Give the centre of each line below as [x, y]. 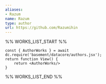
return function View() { [31, 59]
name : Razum [17, 19]
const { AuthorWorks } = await [37, 51]
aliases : [14, 10]
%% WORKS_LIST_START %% [36, 42]
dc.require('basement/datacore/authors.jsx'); [53, 55]
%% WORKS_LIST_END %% [34, 77]
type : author [18, 23]
